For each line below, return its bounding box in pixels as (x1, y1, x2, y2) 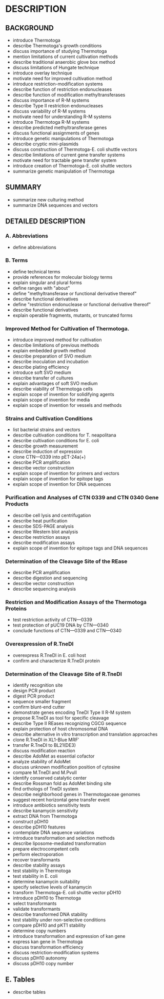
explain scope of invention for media (12, 397, 90, 403)
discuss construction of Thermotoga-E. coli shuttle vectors (12, 146, 137, 152)
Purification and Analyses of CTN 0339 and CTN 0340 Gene (5, 494, 159, 501)
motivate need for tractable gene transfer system (12, 157, 117, 163)
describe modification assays (12, 539, 75, 545)
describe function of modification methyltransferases (12, 92, 126, 98)
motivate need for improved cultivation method (12, 76, 112, 81)
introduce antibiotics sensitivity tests (12, 802, 91, 808)
